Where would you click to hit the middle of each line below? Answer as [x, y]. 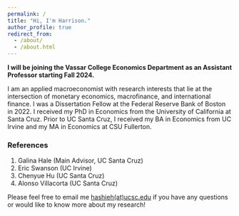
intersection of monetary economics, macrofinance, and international [109, 96]
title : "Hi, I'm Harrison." [49, 21]
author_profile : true [40, 27]
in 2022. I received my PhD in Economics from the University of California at [119, 112]
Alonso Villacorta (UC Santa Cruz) [68, 183]
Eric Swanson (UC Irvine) [55, 168]
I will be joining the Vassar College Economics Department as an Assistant [120, 67]
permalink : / [27, 14]
